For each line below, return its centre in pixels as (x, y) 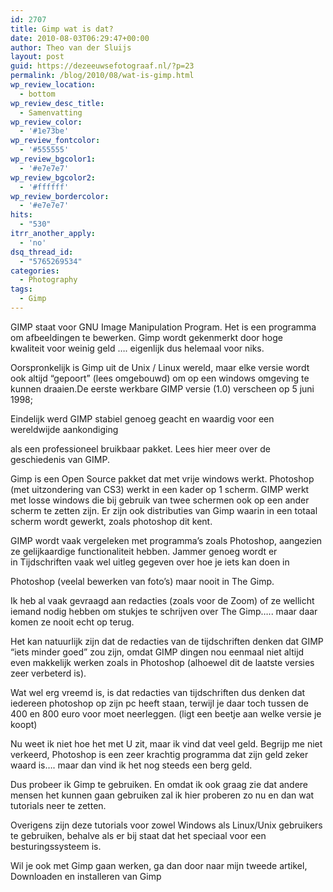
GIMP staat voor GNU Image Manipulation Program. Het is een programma (163, 327)
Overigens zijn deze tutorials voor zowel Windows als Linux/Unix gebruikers (166, 825)
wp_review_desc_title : (57, 103)
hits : (21, 215)
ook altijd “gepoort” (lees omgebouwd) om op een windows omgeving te (160, 378)
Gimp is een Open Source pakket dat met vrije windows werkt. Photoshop (162, 478)
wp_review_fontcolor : (55, 141)
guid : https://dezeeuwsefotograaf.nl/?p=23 (102, 66)
